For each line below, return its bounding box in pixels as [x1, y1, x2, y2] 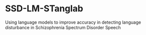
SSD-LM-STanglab [5, 3, 83, 14]
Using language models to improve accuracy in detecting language [5, 19, 142, 25]
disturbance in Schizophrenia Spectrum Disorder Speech [5, 24, 121, 30]
